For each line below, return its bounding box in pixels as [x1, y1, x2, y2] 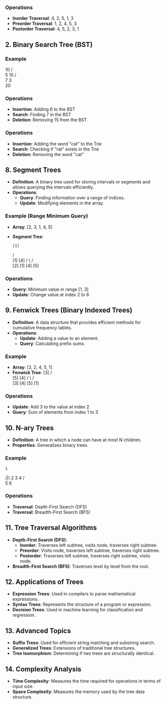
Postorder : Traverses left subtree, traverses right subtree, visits [19, 552, 151, 558]
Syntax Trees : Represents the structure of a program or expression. [12, 601, 152, 607]
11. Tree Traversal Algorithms [5, 524, 97, 532]
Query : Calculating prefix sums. [19, 341, 85, 347]
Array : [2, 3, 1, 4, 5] [12, 224, 53, 230]
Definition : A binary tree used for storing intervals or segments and [12, 179, 151, 185]
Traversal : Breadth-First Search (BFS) [12, 509, 90, 515]
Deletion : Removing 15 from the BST [12, 117, 87, 123]
